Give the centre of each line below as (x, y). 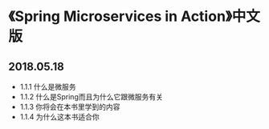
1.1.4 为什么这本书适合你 (60, 117)
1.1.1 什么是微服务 (48, 87)
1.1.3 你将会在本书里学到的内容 (70, 107)
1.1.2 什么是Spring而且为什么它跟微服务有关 (91, 97)
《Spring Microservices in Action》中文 (134, 16)
